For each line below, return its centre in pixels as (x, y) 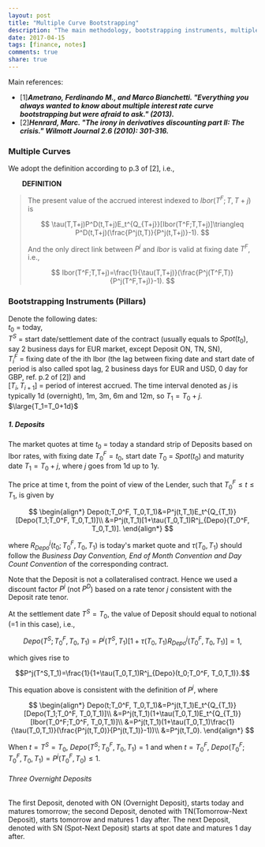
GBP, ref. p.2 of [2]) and (47, 377)
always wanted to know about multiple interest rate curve (117, 105)
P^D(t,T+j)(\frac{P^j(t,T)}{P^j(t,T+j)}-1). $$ (142, 232)
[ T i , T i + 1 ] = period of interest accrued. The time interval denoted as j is (123, 386)
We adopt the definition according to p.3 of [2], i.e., (91, 169)
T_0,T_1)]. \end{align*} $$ (132, 529)
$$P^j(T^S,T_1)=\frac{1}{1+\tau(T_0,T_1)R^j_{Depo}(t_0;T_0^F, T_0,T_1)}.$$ (132, 673)
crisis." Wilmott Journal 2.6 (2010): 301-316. (94, 130)
